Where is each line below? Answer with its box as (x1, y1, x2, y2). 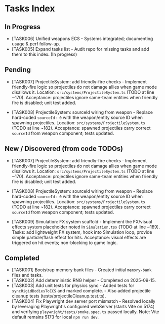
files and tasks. (11, 272, 43, 278)
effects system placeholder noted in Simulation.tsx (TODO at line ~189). (11, 224, 160, 230)
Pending (4, 66, 31, 74)
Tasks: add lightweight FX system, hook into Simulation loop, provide (11, 229, 153, 235)
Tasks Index (4, 3, 55, 14)
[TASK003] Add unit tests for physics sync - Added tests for (11, 283, 134, 288)
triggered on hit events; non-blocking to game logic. (11, 240, 118, 246)
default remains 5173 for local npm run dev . (11, 314, 99, 320)
